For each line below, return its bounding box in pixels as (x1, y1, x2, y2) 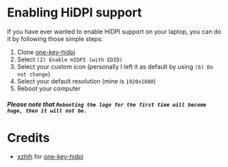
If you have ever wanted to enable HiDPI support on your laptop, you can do (7, 27, 221, 36)
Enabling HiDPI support (7, 5, 142, 21)
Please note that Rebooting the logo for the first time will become (7, 100, 207, 108)
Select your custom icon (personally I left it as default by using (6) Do (16, 62, 214, 70)
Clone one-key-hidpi (16, 48, 75, 56)
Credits (7, 130, 50, 145)
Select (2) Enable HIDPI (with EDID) (16, 55, 123, 63)
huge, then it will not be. (7, 107, 88, 114)
